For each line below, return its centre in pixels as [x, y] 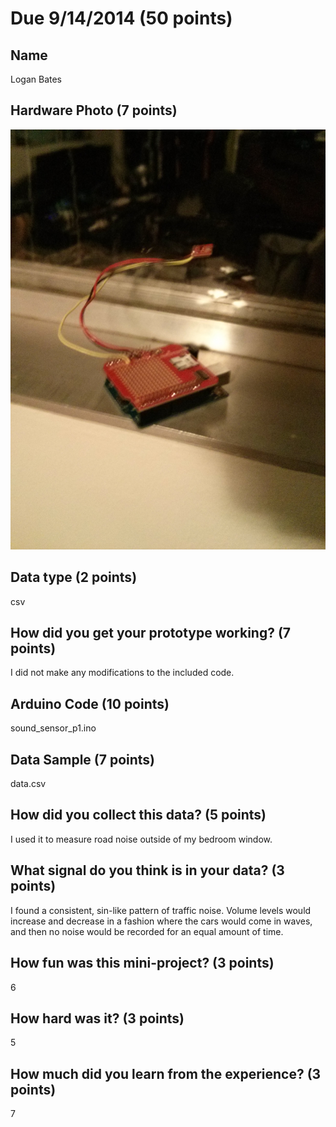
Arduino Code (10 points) [90, 703]
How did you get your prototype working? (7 [151, 633]
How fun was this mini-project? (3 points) [142, 963]
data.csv [28, 784]
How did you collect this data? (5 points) [138, 815]
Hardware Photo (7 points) [94, 110]
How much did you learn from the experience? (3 [166, 1073]
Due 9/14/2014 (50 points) [121, 18]
